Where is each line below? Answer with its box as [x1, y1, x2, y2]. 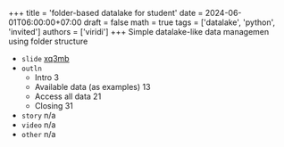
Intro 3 [34, 72, 60, 83]
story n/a [21, 110, 56, 120]
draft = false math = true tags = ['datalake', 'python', [83, 17, 276, 28]
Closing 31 [34, 101, 73, 110]
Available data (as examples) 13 [34, 82, 151, 92]
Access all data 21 [34, 91, 102, 102]
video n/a [21, 119, 56, 130]
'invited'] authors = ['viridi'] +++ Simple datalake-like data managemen [8, 27, 270, 37]
